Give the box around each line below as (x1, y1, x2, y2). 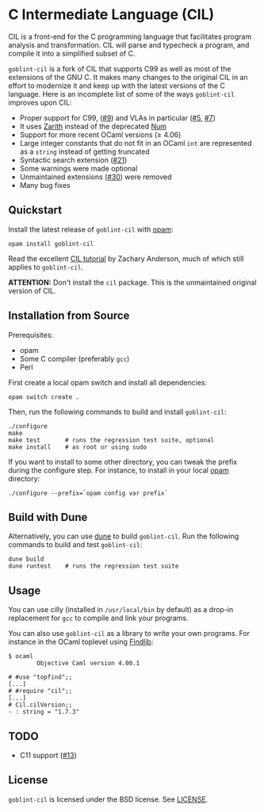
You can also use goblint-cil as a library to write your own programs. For (8, 629, 251, 638)
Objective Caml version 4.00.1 (36, 660, 140, 668)
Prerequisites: (8, 330, 54, 339)
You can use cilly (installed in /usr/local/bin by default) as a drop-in (8, 605, 234, 615)
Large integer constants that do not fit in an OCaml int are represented (19, 138, 252, 147)
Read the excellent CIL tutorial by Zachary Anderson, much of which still (8, 254, 244, 263)
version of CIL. (8, 285, 56, 295)
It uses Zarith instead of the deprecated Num (19, 121, 167, 131)
